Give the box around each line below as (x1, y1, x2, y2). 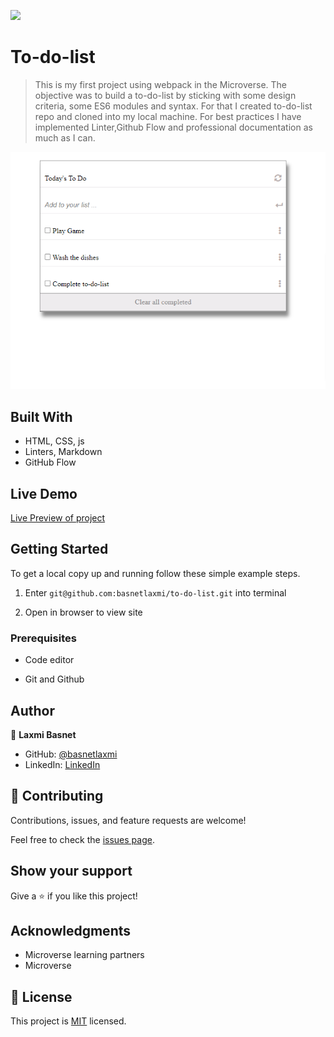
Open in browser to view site (24, 606, 143, 618)
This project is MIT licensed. (10, 1015, 127, 1027)
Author (10, 702, 55, 719)
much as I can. (34, 131, 96, 144)
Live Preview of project (10, 512, 106, 524)
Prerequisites (10, 631, 77, 645)
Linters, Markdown (24, 446, 103, 458)
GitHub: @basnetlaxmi (24, 748, 118, 760)
